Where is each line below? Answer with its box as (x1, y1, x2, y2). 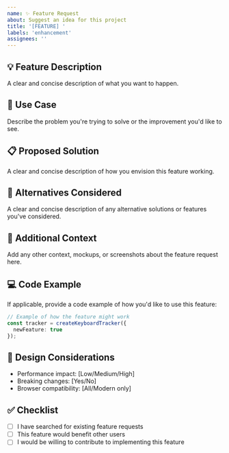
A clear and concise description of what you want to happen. (7, 79, 179, 87)
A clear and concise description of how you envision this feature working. (7, 167, 215, 175)
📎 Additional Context (7, 232, 97, 244)
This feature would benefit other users (16, 430, 125, 439)
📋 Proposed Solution (7, 146, 99, 157)
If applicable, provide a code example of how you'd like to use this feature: (7, 300, 217, 308)
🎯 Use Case (7, 99, 57, 111)
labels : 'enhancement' (7, 29, 72, 36)
